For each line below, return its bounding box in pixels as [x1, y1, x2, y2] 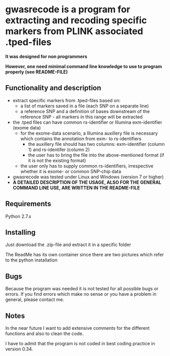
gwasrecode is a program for [5, 4, 131, 15]
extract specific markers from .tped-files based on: [12, 97, 121, 103]
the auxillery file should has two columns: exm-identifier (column [28, 141, 165, 147]
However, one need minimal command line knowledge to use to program [5, 63, 162, 69]
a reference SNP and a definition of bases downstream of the [20, 108, 150, 114]
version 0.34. [5, 346, 33, 352]
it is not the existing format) [28, 157, 86, 163]
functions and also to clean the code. [5, 330, 83, 336]
